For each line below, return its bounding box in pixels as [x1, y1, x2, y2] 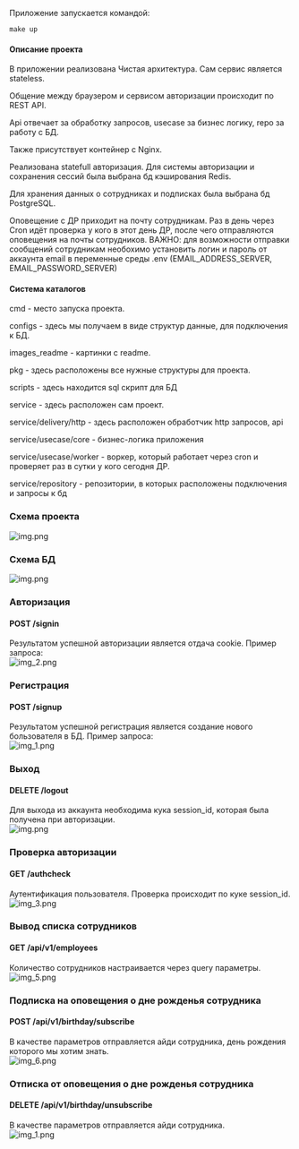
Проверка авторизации [9, 846, 117, 859]
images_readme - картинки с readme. [9, 347, 151, 358]
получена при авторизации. [9, 814, 115, 825]
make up [9, 25, 38, 34]
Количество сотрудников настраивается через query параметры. [9, 962, 261, 973]
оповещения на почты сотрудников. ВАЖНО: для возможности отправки [9, 235, 290, 245]
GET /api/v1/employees [9, 942, 98, 953]
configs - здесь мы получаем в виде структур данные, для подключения [9, 321, 288, 331]
